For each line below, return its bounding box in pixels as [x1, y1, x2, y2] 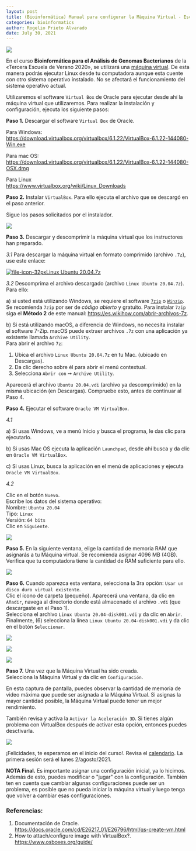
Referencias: [6, 807, 43, 815]
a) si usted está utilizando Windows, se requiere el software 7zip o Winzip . [6, 298, 185, 305]
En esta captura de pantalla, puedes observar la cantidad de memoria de [6, 685, 181, 692]
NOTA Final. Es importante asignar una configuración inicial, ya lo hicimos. [6, 767, 185, 774]
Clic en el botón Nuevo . [6, 492, 60, 499]
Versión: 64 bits [6, 516, 45, 523]
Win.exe [6, 141, 26, 148]
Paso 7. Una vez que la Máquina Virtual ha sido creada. [6, 667, 139, 674]
